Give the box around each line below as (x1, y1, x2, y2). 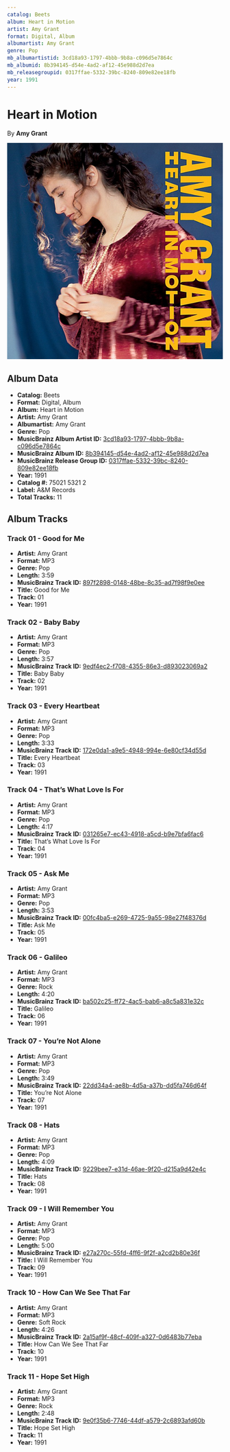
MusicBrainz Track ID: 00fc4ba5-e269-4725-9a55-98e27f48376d (16, 914, 207, 922)
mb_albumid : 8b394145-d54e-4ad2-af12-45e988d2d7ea (7, 62, 155, 69)
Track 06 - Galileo (7, 953, 68, 963)
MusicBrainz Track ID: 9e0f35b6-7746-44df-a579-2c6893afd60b (16, 1416, 205, 1425)
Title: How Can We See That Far (16, 1339, 109, 1348)
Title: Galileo (16, 1004, 53, 1013)
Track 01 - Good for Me (7, 533, 85, 543)
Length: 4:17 (16, 822, 53, 831)
